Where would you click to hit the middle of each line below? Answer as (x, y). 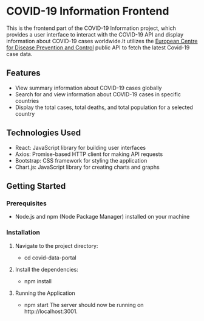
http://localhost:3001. (51, 311)
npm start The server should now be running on (84, 305)
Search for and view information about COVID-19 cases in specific (98, 94)
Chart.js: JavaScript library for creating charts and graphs (87, 167)
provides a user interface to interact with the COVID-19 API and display (95, 34)
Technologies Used (43, 133)
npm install (38, 281)
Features (23, 73)
